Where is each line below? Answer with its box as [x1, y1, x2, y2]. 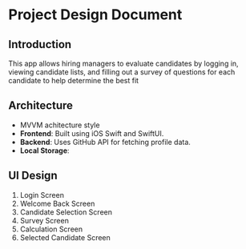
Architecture [8, 98, 74, 113]
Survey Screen [19, 215, 70, 225]
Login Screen [19, 190, 64, 199]
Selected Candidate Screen [19, 232, 111, 242]
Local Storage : [19, 146, 70, 155]
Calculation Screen [19, 224, 83, 234]
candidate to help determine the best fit [8, 76, 139, 85]
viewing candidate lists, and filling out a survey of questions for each [8, 67, 236, 77]
